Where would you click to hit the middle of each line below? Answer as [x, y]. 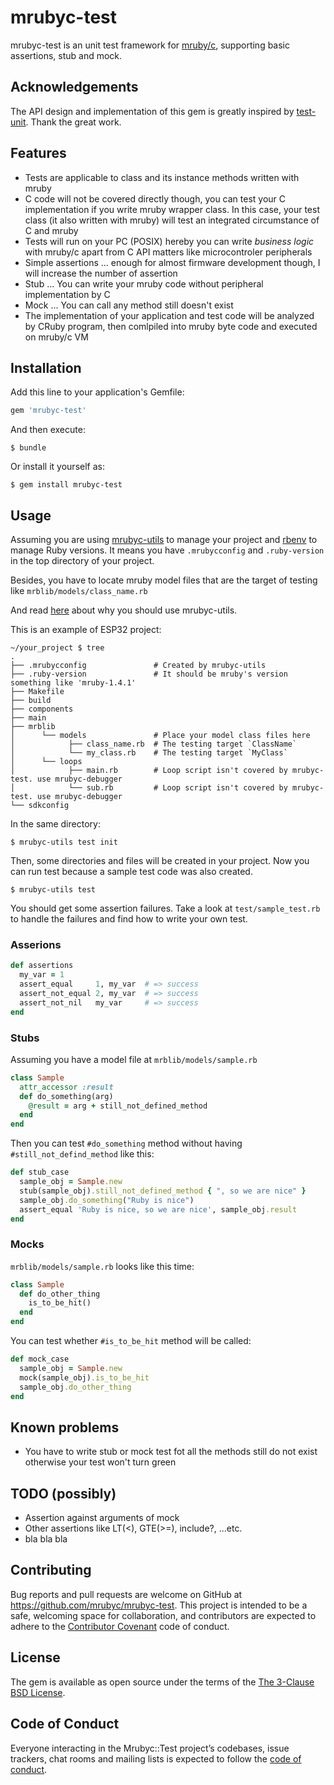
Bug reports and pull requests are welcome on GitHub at [126, 1594]
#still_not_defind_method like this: [82, 1154]
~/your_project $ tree [57, 648]
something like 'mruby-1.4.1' [73, 683]
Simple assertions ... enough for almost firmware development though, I [172, 262]
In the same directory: [55, 824]
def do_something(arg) [66, 1096]
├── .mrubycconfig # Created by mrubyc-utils [138, 666]
